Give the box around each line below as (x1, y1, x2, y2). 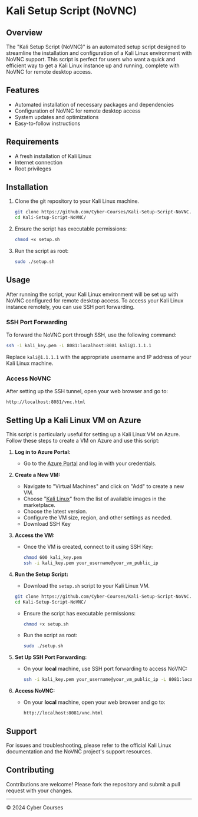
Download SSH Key (23, 520, 71, 528)
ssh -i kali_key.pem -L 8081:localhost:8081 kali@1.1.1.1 (6, 343, 151, 349)
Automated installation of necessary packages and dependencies (14, 101, 174, 108)
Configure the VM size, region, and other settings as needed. (23, 514, 172, 521)
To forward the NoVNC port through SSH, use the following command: (6, 331, 177, 338)
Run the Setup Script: (14, 571, 69, 578)
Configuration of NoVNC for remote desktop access (14, 107, 141, 114)
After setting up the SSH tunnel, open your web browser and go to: (6, 388, 169, 395)
